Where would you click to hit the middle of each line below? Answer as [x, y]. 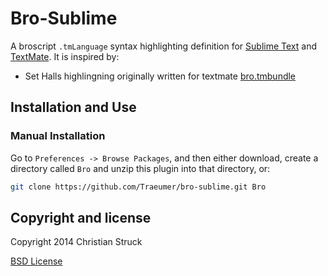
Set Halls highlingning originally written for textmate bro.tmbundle [160, 76]
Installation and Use [73, 107]
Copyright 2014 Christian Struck [76, 242]
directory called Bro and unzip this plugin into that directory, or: [140, 168]
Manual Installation [58, 136]
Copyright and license [81, 217]
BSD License [36, 261]
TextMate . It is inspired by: [65, 56]
